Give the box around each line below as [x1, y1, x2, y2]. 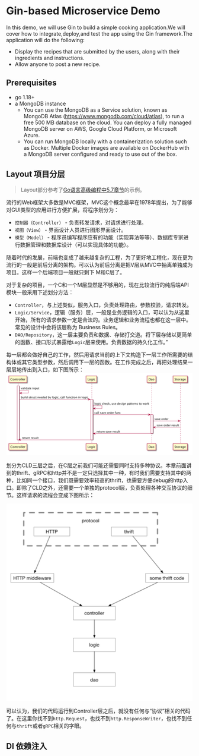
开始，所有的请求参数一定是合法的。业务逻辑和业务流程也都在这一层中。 [14, 316, 191, 323]
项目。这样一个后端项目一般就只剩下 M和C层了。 [6, 269, 126, 276]
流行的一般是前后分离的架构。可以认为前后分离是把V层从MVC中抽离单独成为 [6, 261, 193, 268]
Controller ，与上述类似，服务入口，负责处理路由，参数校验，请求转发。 [14, 301, 192, 308]
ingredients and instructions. [14, 54, 85, 61]
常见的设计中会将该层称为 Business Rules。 [14, 323, 121, 330]
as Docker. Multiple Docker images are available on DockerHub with [23, 144, 190, 151]
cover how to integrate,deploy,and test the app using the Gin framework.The [6, 30, 192, 37]
